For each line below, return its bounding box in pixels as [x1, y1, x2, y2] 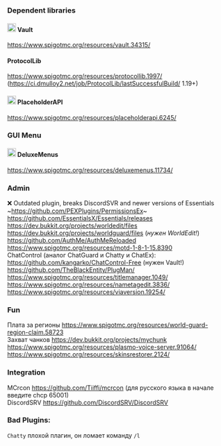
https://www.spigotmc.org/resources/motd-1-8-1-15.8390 [7, 243, 172, 252]
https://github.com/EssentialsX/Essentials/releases [7, 214, 153, 222]
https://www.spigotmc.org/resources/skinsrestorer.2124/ [7, 350, 170, 359]
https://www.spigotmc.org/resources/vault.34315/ [7, 41, 151, 49]
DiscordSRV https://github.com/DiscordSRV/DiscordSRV [7, 398, 169, 406]
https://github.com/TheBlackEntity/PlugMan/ [7, 266, 136, 274]
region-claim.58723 [7, 328, 64, 336]
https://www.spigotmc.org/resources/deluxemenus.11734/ [7, 166, 173, 174]
